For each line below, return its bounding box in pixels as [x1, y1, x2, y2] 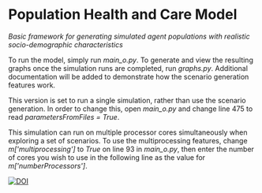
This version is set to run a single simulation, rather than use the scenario [8, 95, 246, 105]
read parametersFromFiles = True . [8, 112, 120, 121]
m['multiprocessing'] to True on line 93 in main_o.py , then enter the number [8, 144, 255, 154]
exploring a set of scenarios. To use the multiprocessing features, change [8, 135, 248, 145]
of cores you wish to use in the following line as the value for [8, 152, 206, 162]
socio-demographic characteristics [8, 39, 124, 49]
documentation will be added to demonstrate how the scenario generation [8, 72, 249, 81]
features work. [8, 80, 56, 90]
